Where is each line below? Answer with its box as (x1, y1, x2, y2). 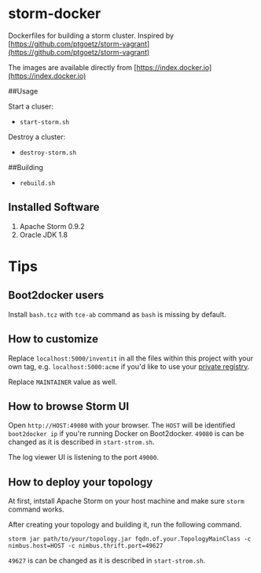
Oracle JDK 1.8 (19, 230, 68, 239)
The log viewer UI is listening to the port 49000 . (8, 453, 160, 462)
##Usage (8, 86, 39, 95)
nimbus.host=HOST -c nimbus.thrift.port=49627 (8, 542, 164, 550)
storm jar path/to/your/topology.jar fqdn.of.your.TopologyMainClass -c (8, 535, 252, 543)
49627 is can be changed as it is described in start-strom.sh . (8, 556, 206, 565)
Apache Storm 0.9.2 (19, 221, 85, 231)
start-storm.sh (19, 118, 70, 126)
